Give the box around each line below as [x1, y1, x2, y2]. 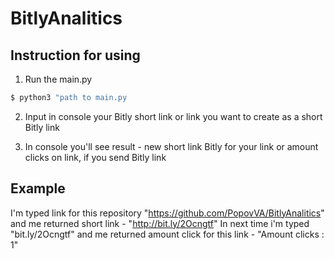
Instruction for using [10, 47, 141, 64]
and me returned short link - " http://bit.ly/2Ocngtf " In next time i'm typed [10, 217, 310, 229]
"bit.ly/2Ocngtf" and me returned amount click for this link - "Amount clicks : [10, 228, 325, 240]
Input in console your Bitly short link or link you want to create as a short [24, 110, 323, 122]
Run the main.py [24, 73, 93, 85]
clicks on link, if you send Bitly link [24, 151, 167, 163]
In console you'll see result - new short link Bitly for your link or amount [24, 140, 319, 152]
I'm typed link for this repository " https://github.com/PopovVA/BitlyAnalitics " [10, 207, 325, 219]
